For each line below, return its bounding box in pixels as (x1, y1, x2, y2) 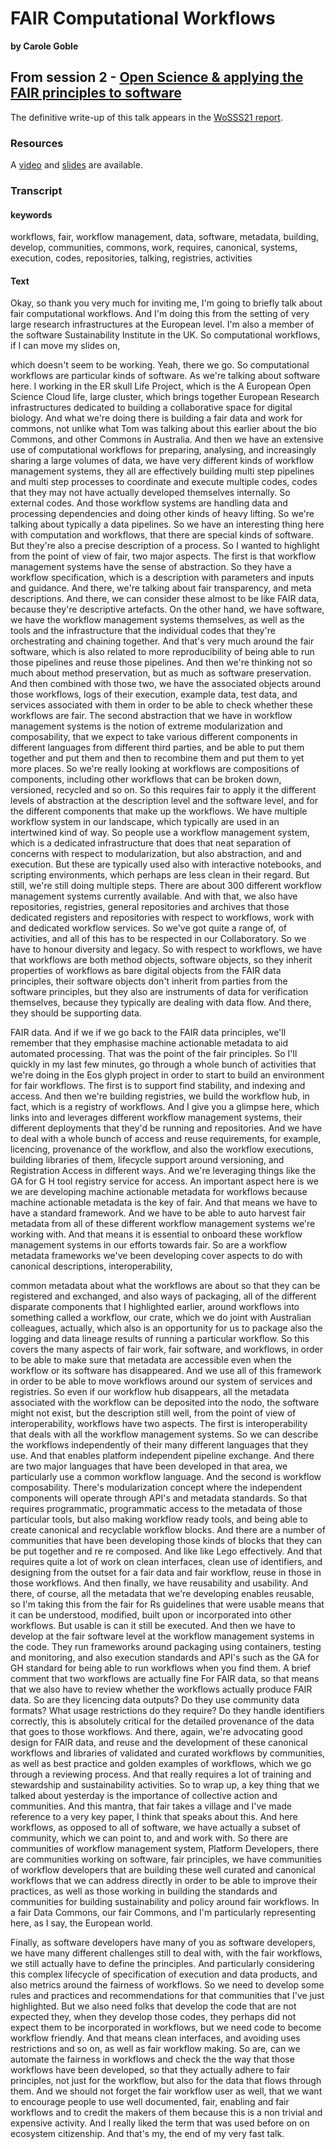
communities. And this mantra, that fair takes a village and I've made (10, 1800, 293, 1812)
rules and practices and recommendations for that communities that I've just (10, 1990, 325, 2002)
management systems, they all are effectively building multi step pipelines (10, 465, 315, 477)
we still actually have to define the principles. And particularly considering (10, 1958, 315, 1970)
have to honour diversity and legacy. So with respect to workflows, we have (10, 943, 323, 956)
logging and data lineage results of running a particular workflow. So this (10, 1333, 310, 1345)
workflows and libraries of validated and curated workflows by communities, (10, 1747, 326, 1759)
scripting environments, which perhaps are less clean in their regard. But (10, 869, 310, 881)
